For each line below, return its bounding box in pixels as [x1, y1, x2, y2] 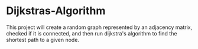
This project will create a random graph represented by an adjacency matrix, [6, 24, 193, 31]
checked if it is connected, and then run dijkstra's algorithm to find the [6, 30, 177, 37]
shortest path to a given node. [6, 36, 80, 43]
